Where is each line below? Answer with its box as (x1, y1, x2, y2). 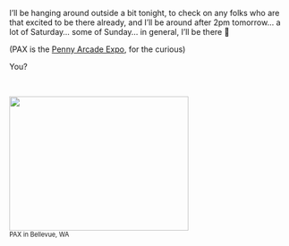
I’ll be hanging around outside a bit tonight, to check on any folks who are (9, 8, 280, 18)
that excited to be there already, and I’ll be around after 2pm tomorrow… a (9, 17, 281, 28)
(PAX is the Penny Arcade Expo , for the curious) (9, 44, 186, 55)
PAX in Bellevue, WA (9, 230, 70, 239)
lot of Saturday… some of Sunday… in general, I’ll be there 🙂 (9, 27, 230, 37)
